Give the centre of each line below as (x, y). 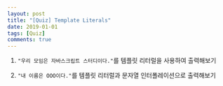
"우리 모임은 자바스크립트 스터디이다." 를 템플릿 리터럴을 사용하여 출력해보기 (117, 61)
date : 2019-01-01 (33, 27)
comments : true (29, 40)
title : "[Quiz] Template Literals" (59, 20)
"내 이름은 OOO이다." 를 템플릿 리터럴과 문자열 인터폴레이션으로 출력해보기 (116, 76)
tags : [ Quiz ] (26, 33)
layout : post (26, 14)
